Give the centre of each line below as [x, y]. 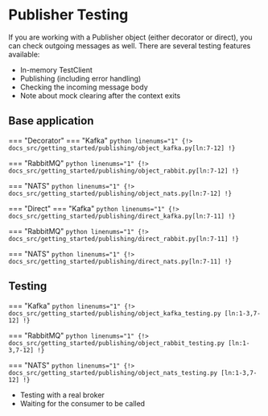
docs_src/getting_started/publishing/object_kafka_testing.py [115, 313]
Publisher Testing [68, 15]
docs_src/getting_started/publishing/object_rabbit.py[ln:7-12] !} [124, 171]
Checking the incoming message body [84, 87]
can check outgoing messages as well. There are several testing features [130, 45]
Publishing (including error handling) [80, 78]
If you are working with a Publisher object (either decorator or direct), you [130, 37]
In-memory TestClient [56, 69]
